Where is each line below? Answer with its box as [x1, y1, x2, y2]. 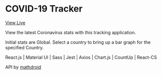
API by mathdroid [5, 64, 41, 70]
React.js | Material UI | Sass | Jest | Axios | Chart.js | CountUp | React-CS [5, 54, 157, 60]
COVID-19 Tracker [5, 3, 83, 15]
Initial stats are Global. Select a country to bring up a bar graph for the [5, 39, 151, 45]
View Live [5, 20, 26, 26]
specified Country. [5, 44, 44, 50]
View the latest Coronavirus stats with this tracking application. [5, 29, 136, 35]
